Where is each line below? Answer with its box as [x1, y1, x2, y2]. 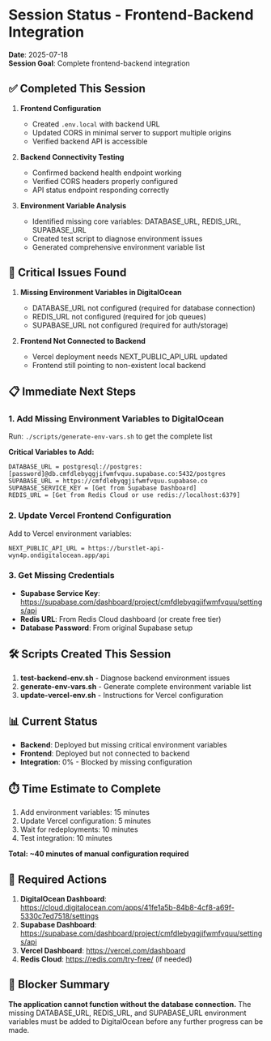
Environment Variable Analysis [19, 200, 127, 210]
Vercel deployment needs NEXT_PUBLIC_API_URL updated [32, 351, 228, 362]
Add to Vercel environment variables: [8, 529, 132, 538]
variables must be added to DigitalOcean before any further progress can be [8, 1016, 264, 1026]
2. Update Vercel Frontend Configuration [8, 510, 171, 521]
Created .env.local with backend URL [32, 119, 160, 129]
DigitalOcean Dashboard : [19, 894, 107, 904]
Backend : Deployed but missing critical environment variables [19, 740, 228, 750]
